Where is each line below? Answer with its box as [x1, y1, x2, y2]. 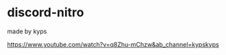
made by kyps [7, 27, 47, 35]
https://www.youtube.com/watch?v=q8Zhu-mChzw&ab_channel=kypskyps [7, 40, 219, 48]
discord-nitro [7, 5, 84, 20]
